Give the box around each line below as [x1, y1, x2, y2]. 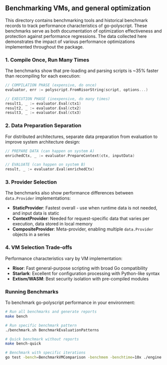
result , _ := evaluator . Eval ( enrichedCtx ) [5, 167, 95, 172]
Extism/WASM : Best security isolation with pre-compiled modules [12, 275, 149, 281]
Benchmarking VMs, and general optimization [5, 4, 151, 12]
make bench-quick [5, 341, 41, 346]
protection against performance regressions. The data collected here [5, 33, 147, 39]
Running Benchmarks [5, 288, 59, 295]
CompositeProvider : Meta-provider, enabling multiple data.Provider [12, 226, 154, 232]
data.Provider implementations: [5, 195, 71, 201]
